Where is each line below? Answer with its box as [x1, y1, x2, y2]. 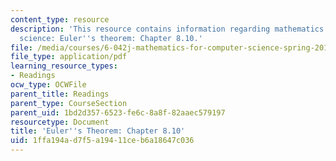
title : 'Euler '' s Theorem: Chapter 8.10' [10, 126, 186, 136]
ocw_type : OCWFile [10, 80, 87, 90]
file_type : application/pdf [10, 52, 128, 62]
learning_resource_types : [10, 61, 118, 71]
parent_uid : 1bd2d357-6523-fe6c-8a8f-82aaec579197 [10, 107, 226, 118]
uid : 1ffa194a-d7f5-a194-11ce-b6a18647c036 [10, 136, 195, 146]
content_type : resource [10, 14, 110, 25]
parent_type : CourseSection [10, 98, 128, 108]
